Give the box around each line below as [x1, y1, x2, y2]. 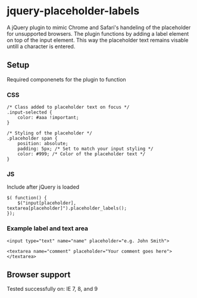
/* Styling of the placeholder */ [7, 130, 93, 136]
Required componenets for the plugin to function [7, 76, 127, 83]
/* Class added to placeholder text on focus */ [7, 104, 130, 111]
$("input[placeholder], [17, 200, 77, 206]
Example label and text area [7, 224, 89, 233]
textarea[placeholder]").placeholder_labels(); [7, 205, 127, 212]
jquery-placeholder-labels [7, 4, 140, 18]
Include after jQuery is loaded [7, 183, 80, 191]
